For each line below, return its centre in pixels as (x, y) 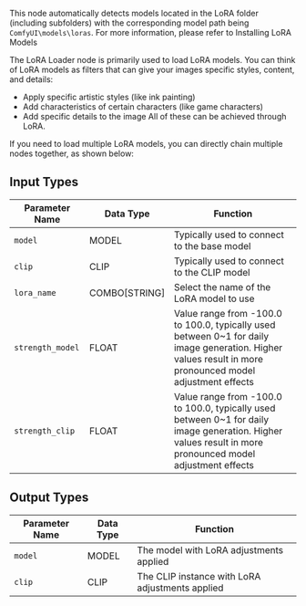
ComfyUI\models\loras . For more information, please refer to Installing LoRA (150, 32)
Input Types (44, 182)
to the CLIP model (212, 272)
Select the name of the (222, 287)
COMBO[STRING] (127, 293)
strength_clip (45, 431)
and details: (31, 79)
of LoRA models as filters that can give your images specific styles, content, (152, 69)
